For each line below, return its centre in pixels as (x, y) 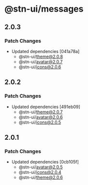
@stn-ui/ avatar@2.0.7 (41, 61)
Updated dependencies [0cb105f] (45, 162)
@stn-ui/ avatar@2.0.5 (41, 167)
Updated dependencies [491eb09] (46, 107)
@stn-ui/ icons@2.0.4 (40, 172)
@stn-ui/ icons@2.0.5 (40, 122)
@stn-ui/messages (44, 9)
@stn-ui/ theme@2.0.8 (41, 56)
